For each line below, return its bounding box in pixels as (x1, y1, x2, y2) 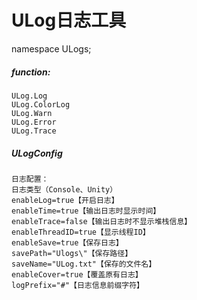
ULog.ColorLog (11, 99, 71, 110)
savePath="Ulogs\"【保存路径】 (11, 248, 133, 258)
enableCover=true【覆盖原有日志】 (11, 269, 143, 280)
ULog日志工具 (11, 9, 127, 32)
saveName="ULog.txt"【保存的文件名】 (11, 259, 157, 269)
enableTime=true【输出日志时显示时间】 (11, 206, 161, 216)
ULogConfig (11, 147, 63, 159)
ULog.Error (11, 117, 57, 127)
